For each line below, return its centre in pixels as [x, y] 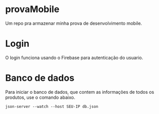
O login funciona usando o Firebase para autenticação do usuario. [74, 58]
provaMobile [32, 9]
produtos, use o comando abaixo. [40, 97]
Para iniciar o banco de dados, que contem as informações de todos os [80, 92]
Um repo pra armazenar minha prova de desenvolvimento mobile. [74, 23]
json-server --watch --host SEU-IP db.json [52, 106]
